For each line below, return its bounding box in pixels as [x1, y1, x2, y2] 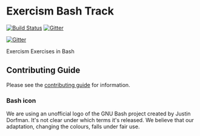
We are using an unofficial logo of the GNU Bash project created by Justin [6, 110, 191, 117]
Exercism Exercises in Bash [6, 47, 75, 55]
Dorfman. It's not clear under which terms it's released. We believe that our [6, 117, 194, 124]
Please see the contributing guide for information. [6, 81, 130, 88]
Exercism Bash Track [6, 4, 114, 18]
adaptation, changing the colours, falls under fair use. [6, 123, 140, 131]
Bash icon [6, 96, 36, 105]
